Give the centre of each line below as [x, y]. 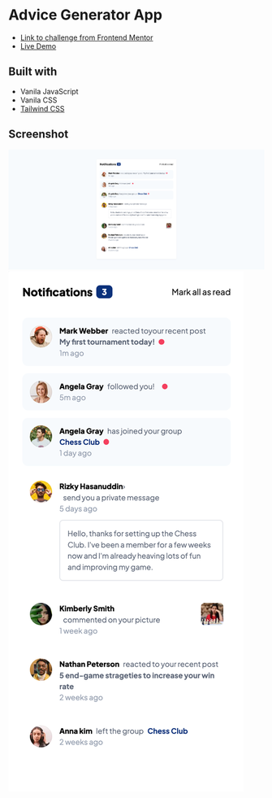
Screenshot [39, 135]
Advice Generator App [85, 15]
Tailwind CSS [42, 108]
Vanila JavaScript [49, 91]
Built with [33, 72]
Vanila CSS [39, 100]
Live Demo [38, 46]
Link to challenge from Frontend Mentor [86, 37]
